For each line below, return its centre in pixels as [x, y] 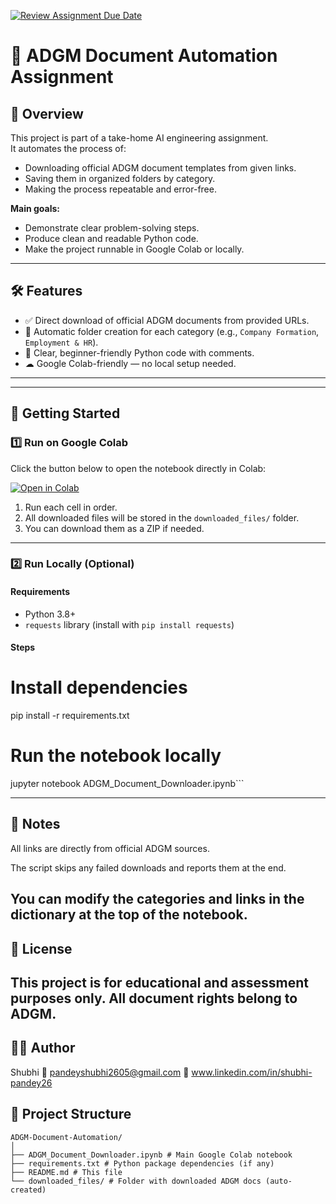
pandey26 [31, 1082]
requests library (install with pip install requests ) [129, 624]
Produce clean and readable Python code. [111, 238]
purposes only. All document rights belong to [154, 998]
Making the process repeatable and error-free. [120, 189]
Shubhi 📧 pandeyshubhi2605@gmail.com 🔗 [100, 1072]
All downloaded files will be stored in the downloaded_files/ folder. [162, 517]
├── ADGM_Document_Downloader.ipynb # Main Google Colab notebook [151, 1155]
